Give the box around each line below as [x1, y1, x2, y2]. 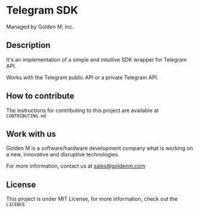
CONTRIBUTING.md [6, 113, 46, 119]
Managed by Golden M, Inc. [6, 23, 74, 30]
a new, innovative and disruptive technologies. [6, 151, 120, 158]
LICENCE [6, 202, 26, 208]
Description [6, 40, 50, 50]
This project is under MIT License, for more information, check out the [6, 195, 178, 203]
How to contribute [6, 91, 75, 101]
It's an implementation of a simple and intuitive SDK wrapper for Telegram [6, 56, 187, 63]
